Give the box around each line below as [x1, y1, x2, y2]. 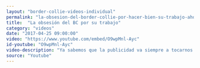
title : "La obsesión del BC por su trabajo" [6, 20, 121, 25]
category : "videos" [6, 25, 55, 31]
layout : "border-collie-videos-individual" [6, 8, 116, 15]
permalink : [6, 14, 33, 20]
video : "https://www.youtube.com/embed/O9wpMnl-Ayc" [6, 36, 140, 42]
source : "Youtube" [6, 53, 52, 59]
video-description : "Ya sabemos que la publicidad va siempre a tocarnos [6, 47, 193, 53]
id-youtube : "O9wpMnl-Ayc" [6, 42, 73, 48]
